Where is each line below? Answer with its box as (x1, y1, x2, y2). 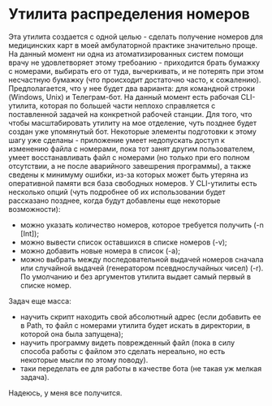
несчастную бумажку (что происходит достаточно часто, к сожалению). (8, 75, 261, 84)
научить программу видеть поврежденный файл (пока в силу (19, 338, 235, 348)
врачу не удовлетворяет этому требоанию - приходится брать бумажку (8, 58, 261, 67)
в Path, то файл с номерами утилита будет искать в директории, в (19, 320, 251, 330)
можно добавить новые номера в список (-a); (19, 245, 181, 256)
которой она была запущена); (19, 329, 124, 339)
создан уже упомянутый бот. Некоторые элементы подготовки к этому (8, 127, 257, 136)
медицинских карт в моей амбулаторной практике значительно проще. (8, 40, 258, 50)
